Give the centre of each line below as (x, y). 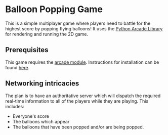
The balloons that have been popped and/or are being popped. (78, 127)
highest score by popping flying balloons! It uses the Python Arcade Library (84, 28)
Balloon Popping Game (54, 9)
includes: (15, 106)
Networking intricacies (42, 84)
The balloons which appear (41, 121)
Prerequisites (27, 50)
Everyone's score (31, 116)
